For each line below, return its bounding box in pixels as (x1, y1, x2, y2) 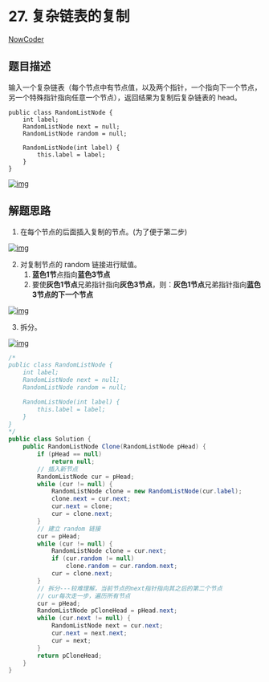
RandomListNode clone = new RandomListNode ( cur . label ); (51, 487, 243, 496)
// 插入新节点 (37, 465, 79, 473)
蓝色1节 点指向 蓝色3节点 (31, 270, 111, 279)
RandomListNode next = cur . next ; (51, 622, 163, 630)
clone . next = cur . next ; (51, 495, 131, 503)
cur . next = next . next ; (51, 629, 128, 638)
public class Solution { (8, 435, 92, 444)
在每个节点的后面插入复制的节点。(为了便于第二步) (19, 226, 188, 237)
